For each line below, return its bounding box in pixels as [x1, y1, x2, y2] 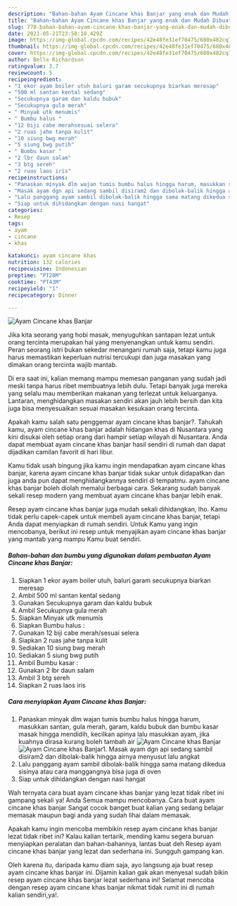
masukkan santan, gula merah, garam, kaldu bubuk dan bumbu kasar [18, 723, 219, 731]
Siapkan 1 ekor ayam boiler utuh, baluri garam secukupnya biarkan [18, 576, 212, 585]
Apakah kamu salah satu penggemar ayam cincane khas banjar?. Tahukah [8, 418, 223, 426]
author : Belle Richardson [8, 56, 84, 63]
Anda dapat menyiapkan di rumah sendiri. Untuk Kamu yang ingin [8, 520, 198, 528]
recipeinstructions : [8, 174, 69, 181]
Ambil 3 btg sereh [18, 674, 70, 682]
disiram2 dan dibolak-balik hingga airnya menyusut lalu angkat [18, 752, 200, 761]
